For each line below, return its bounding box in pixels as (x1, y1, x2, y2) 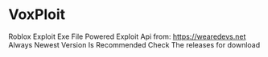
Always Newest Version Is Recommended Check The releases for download (8, 40, 261, 49)
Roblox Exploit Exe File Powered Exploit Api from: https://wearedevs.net (8, 32, 246, 41)
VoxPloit (8, 6, 66, 24)
